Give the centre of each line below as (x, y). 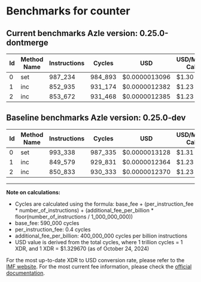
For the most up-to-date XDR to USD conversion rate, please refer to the (95, 260)
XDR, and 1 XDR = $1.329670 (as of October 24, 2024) (82, 248)
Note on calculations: (33, 192)
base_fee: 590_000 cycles (47, 223)
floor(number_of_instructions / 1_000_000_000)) (74, 217)
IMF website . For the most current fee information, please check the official (99, 266)
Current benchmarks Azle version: (72, 33)
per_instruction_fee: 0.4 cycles (53, 229)
